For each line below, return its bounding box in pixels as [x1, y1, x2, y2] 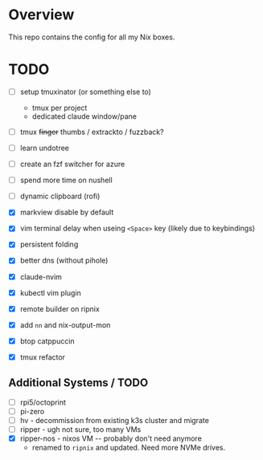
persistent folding [19, 239, 79, 250]
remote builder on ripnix [19, 303, 101, 314]
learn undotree [19, 143, 70, 153]
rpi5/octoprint [19, 397, 67, 407]
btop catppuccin [19, 336, 75, 346]
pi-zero [19, 406, 45, 416]
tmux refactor [19, 352, 66, 362]
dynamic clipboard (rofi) [19, 191, 101, 202]
